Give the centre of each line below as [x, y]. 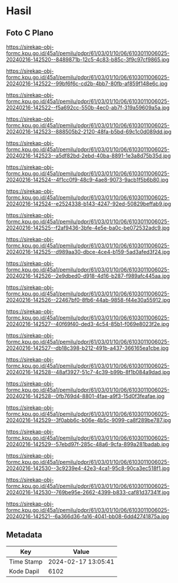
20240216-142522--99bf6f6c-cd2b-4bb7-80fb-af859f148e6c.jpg [87, 83]
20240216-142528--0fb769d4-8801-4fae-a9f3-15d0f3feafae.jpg [85, 396]
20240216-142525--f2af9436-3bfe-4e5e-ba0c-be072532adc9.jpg [88, 228]
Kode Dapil [24, 571]
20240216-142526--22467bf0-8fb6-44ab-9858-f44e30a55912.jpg [88, 300]
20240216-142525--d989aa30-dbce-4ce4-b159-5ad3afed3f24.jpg [88, 252]
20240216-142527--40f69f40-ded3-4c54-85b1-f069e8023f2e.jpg [88, 324]
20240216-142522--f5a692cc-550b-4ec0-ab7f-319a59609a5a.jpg [88, 107]
